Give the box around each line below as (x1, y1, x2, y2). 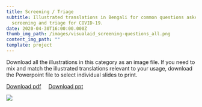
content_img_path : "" (6, 36, 61, 42)
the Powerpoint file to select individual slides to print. (6, 71, 138, 78)
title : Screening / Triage (6, 8, 74, 15)
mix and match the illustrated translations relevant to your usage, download (6, 65, 193, 72)
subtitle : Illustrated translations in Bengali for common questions (6, 14, 185, 20)
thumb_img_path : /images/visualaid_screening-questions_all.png (6, 31, 171, 37)
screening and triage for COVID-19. (11, 20, 103, 26)
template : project (6, 42, 52, 48)
